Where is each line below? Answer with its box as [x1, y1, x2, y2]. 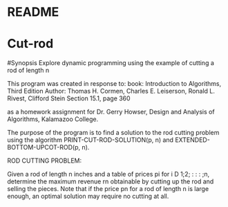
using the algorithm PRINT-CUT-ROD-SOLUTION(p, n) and [7, 136, 174, 144]
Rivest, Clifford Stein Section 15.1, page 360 [7, 94, 131, 102]
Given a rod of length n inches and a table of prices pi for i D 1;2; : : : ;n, [7, 170, 209, 179]
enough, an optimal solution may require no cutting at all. [7, 192, 169, 201]
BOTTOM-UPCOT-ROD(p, [7, 143, 81, 152]
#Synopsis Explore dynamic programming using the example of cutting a [7, 59, 214, 67]
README [7, 4, 59, 20]
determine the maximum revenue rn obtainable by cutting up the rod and [7, 177, 214, 186]
